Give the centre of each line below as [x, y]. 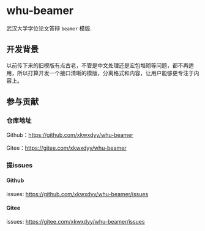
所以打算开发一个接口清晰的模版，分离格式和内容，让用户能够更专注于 [105, 73]
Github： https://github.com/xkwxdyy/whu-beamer [70, 135]
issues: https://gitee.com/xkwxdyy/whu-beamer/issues [76, 221]
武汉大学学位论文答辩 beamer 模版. [49, 28]
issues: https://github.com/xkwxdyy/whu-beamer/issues [77, 194]
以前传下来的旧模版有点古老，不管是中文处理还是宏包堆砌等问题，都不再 [97, 65]
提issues [20, 166]
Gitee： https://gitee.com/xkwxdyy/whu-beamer [66, 148]
